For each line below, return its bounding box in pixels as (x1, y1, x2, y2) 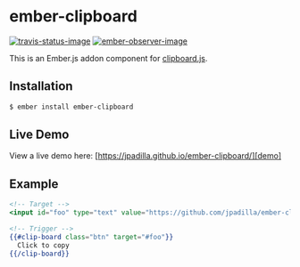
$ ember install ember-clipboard (9, 102, 134, 111)
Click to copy (17, 240, 70, 250)
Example (9, 176, 59, 191)
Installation (9, 78, 73, 94)
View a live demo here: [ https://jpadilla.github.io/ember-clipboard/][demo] (9, 150, 282, 161)
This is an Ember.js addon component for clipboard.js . (9, 53, 208, 63)
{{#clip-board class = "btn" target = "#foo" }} (9, 232, 174, 241)
